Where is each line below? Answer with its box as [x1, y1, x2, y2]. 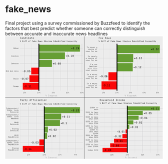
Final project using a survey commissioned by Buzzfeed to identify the [5, 20, 150, 26]
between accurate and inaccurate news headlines [5, 30, 108, 36]
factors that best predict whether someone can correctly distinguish [5, 25, 146, 31]
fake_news [5, 3, 51, 15]
